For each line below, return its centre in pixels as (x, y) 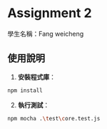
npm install (25, 91)
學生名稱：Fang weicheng (46, 33)
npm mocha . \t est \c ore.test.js (54, 118)
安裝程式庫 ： (36, 77)
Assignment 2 (50, 13)
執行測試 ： (34, 105)
